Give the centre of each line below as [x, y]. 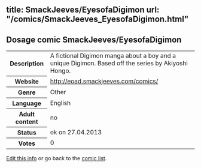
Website [27, 82]
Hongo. [60, 71]
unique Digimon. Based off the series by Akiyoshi [119, 64]
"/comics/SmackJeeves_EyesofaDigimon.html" [98, 19]
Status [27, 133]
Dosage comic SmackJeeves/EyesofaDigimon [94, 39]
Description [27, 64]
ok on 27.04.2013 [76, 132]
